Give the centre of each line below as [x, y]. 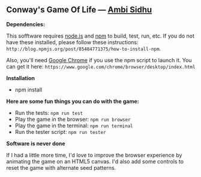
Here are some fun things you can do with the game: [73, 101]
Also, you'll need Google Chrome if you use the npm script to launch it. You [99, 60]
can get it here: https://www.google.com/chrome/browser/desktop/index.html [101, 66]
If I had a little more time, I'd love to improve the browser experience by [94, 155]
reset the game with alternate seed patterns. [61, 167]
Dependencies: [26, 24]
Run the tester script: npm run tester [60, 132]
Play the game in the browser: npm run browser [73, 119]
